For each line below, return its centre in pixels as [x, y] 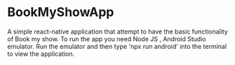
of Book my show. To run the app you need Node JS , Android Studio [107, 38]
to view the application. [41, 54]
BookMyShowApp [61, 12]
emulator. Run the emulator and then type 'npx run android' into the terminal [117, 46]
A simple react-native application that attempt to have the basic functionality [117, 31]
